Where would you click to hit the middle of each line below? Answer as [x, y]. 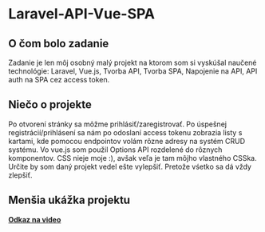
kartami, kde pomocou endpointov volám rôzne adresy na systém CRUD [127, 141]
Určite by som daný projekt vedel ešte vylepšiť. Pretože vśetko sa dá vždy [130, 166]
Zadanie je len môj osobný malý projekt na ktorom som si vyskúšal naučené [132, 62]
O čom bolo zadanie [59, 44]
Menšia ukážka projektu [69, 200]
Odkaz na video [35, 219]
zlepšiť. [20, 175]
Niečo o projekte [50, 105]
